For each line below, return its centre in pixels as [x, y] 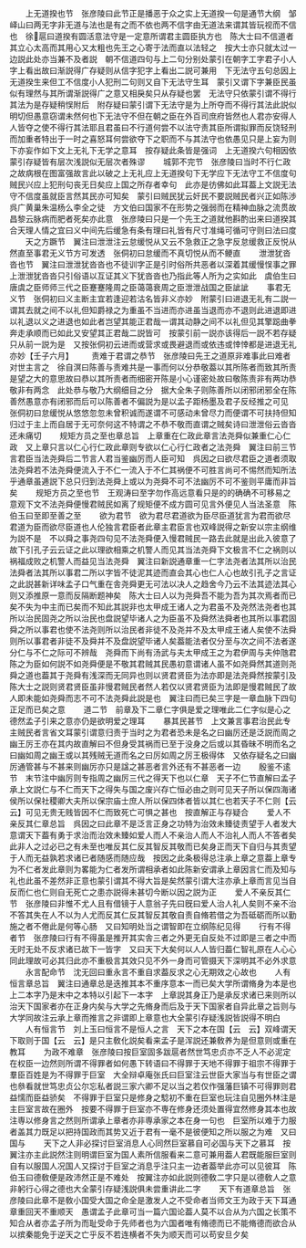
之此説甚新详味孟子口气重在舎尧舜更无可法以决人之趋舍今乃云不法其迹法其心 [153, 584]
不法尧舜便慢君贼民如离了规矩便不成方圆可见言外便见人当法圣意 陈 [168, 504]
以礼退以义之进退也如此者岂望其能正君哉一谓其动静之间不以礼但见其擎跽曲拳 [153, 321]
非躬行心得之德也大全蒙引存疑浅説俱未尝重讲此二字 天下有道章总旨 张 [150, 1189]
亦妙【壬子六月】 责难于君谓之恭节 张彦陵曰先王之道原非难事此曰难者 [150, 356]
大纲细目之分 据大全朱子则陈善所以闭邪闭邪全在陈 [200, 390]
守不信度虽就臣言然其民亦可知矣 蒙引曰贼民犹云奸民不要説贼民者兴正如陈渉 [153, 196]
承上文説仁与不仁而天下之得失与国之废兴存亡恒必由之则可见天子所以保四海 [149, 789]
